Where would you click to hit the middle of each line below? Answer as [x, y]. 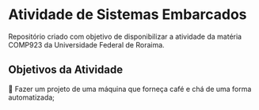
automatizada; [32, 97]
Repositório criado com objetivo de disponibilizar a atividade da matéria [125, 36]
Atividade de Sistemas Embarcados [128, 15]
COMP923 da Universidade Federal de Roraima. [86, 44]
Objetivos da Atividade [66, 70]
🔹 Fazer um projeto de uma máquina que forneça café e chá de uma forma [130, 89]
